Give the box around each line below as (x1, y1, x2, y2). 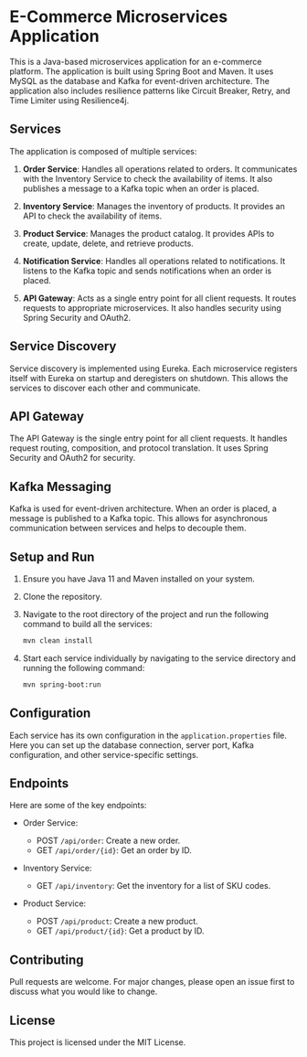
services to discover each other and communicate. (9, 382, 201, 393)
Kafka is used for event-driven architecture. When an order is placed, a (9, 503, 277, 514)
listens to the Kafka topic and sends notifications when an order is (22, 265, 272, 276)
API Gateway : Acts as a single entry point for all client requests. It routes (22, 293, 297, 304)
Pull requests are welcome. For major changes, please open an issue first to (9, 977, 295, 988)
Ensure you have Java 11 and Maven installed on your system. (22, 573, 256, 584)
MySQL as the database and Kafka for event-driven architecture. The (9, 75, 270, 86)
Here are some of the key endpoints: (9, 800, 147, 811)
